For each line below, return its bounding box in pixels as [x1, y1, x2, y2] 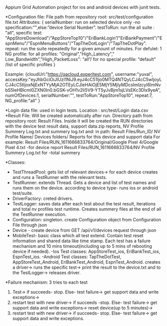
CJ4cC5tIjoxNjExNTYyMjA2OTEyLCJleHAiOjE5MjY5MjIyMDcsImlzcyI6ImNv [5, 82, 161, 88]
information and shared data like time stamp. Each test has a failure [12, 238, 151, 244]
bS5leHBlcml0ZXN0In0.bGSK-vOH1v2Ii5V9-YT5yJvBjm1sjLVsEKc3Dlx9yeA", [5, 87, 161, 93]
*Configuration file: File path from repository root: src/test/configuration [5, 14, 154, 19]
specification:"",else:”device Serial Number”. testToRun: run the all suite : [5, 24, 155, 30]
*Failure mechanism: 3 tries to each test [5, 279, 88, 285]
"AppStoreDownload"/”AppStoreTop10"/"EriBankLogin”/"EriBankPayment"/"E [5, 35, 163, 41]
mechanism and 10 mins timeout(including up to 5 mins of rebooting [12, 243, 152, 249]
